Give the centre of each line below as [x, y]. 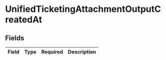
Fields [15, 38]
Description [82, 52]
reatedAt [24, 20]
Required [52, 52]
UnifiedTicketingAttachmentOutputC [83, 9]
